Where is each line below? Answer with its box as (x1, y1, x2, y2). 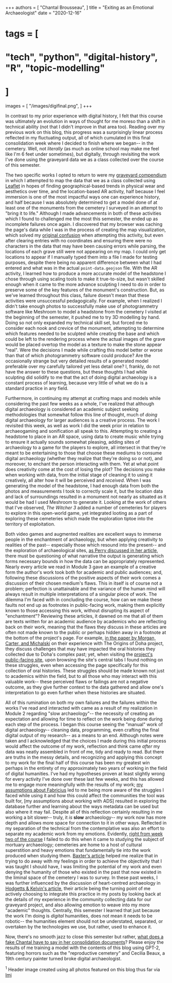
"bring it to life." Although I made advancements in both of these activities (5, 210, 162, 217)
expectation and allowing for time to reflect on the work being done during (5, 716, 163, 722)
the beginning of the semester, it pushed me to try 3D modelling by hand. (5, 314, 160, 321)
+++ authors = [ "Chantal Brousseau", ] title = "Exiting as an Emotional (5, 5, 154, 10)
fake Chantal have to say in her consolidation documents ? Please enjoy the (5, 939, 164, 945)
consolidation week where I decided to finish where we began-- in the (5, 140, 154, 146)
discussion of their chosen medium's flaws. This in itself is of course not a (5, 580, 162, 586)
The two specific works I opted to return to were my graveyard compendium (5, 172, 167, 178)
